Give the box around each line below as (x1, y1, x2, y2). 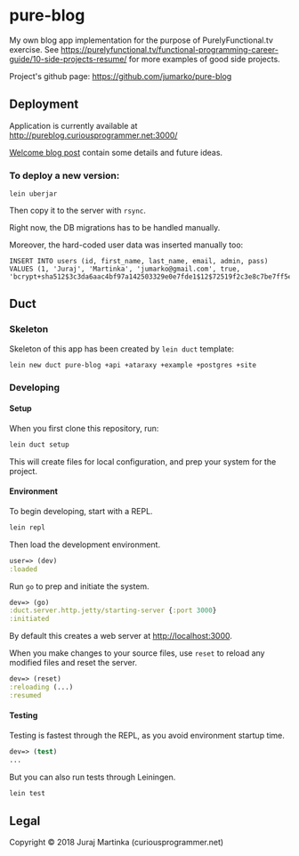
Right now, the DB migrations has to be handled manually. (9, 222, 221, 233)
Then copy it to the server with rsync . (9, 206, 147, 216)
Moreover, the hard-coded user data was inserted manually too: (9, 239, 244, 250)
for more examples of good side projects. (128, 53, 280, 64)
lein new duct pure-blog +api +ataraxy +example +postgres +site (9, 360, 256, 369)
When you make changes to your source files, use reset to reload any (9, 648, 265, 658)
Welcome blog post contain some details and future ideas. (9, 147, 223, 157)
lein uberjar (9, 190, 58, 198)
